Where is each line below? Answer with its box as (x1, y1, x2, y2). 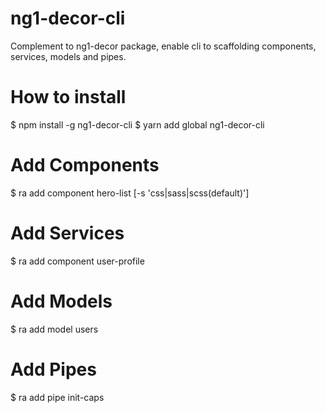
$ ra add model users (10, 323, 99, 335)
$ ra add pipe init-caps (10, 391, 105, 403)
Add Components (10, 154, 160, 177)
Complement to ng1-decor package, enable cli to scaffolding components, (10, 40, 317, 52)
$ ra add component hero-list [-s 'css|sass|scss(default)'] (10, 187, 250, 199)
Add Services (10, 222, 125, 244)
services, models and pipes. (10, 50, 127, 62)
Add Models (10, 290, 113, 312)
